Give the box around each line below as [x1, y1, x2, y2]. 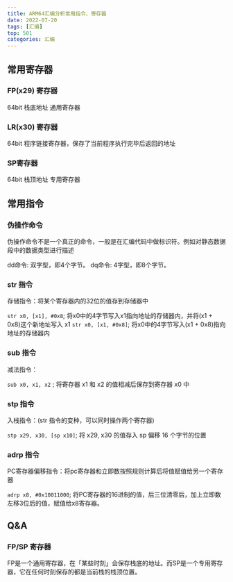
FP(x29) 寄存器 [7, 86, 58, 96]
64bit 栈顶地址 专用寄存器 [7, 175, 81, 184]
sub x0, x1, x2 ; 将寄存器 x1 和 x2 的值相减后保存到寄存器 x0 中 [7, 380, 189, 388]
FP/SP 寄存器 [7, 542, 51, 551]
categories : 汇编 [7, 36, 55, 43]
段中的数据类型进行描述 [7, 246, 74, 254]
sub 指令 [7, 348, 37, 358]
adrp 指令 [7, 449, 40, 459]
